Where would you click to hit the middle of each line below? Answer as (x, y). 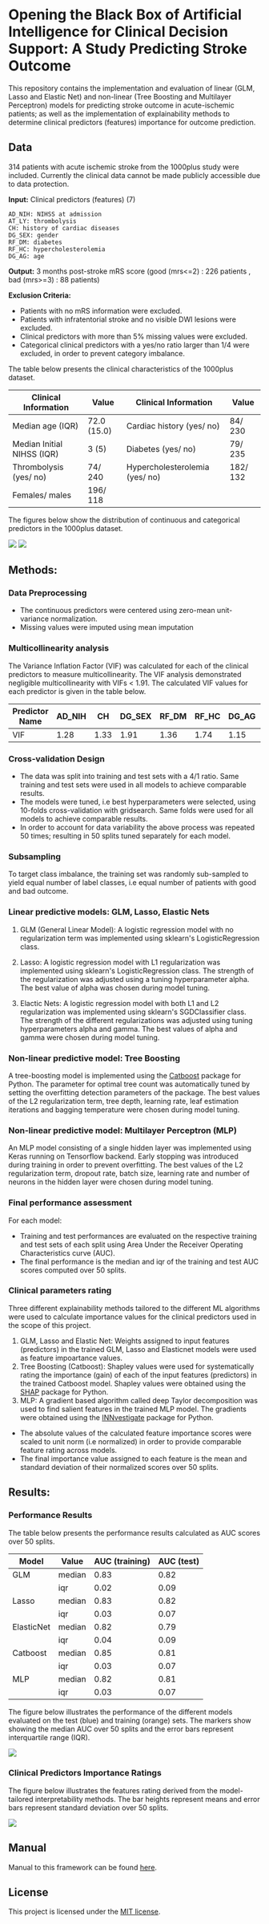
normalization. (74, 619)
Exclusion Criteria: (40, 295)
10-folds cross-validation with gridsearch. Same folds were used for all (137, 810)
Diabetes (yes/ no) (161, 449)
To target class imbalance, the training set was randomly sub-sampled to (128, 874)
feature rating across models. (68, 1450)
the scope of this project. (50, 1325)
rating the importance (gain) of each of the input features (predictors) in (139, 1374)
